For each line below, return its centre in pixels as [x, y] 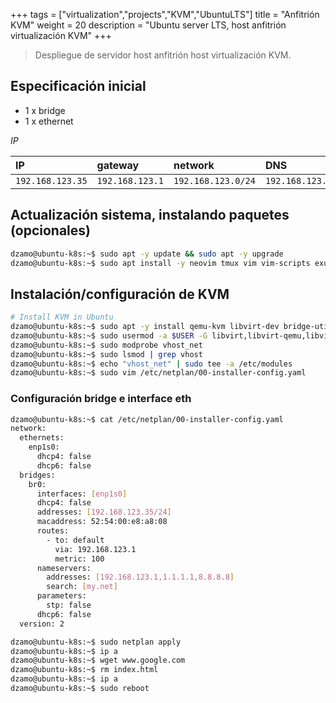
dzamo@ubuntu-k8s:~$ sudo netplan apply [96, 642]
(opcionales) [50, 230]
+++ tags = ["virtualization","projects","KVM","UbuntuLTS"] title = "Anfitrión [165, 14]
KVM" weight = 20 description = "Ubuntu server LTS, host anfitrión [148, 25]
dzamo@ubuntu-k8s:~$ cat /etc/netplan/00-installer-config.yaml [147, 419]
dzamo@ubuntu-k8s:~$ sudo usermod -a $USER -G [109, 335]
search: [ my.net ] [82, 587]
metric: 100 [79, 559]
